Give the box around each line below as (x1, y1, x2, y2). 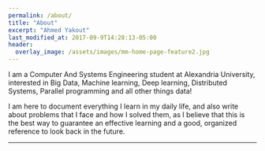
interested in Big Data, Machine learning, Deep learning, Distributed (8, 78, 227, 87)
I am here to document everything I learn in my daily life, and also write (8, 101, 239, 111)
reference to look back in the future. (8, 127, 125, 136)
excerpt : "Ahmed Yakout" (8, 26, 90, 34)
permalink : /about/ (8, 11, 73, 20)
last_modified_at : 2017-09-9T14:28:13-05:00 (8, 33, 157, 42)
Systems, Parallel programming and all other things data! (8, 87, 192, 95)
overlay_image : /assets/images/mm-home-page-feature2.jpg (15, 48, 211, 56)
